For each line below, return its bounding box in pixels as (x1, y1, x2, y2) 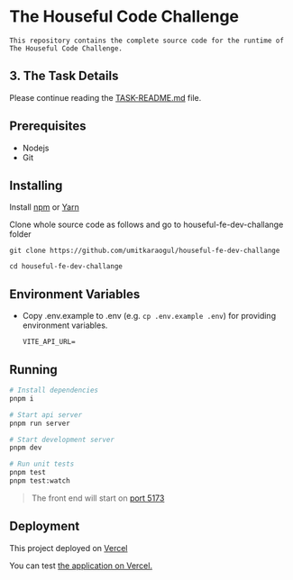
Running (9, 362, 59, 377)
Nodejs (22, 142, 50, 153)
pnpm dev (9, 443, 42, 452)
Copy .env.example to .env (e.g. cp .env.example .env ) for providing (22, 311, 277, 322)
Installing (9, 177, 63, 193)
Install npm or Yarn (9, 202, 79, 213)
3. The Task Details (9, 68, 119, 84)
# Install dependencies (9, 385, 99, 394)
